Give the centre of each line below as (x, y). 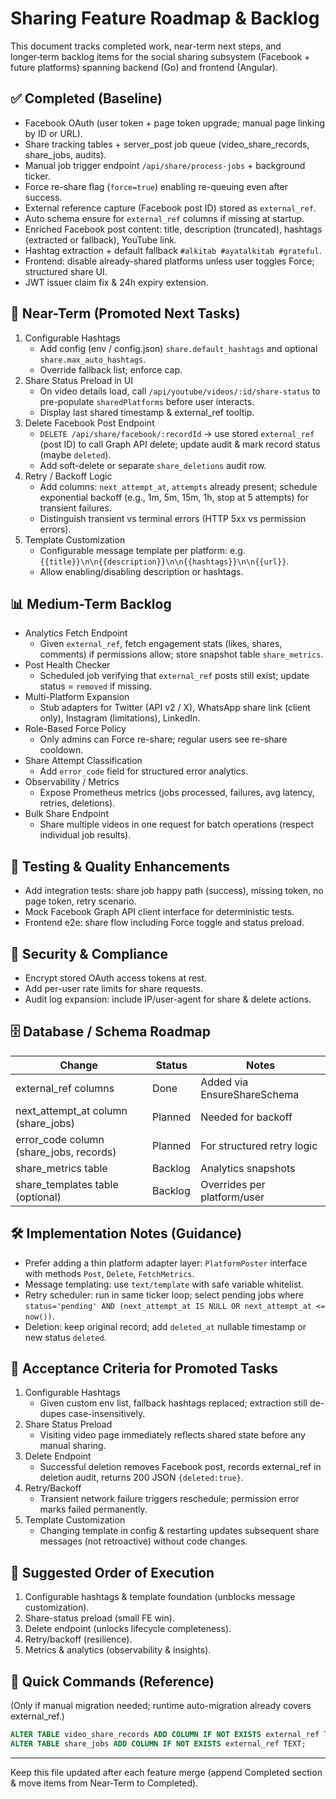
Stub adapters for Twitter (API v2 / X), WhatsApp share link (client (175, 708)
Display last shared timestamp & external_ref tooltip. (147, 412)
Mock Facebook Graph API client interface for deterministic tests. (159, 912)
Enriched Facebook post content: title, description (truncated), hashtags (173, 229)
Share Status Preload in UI (78, 380)
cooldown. (61, 750)
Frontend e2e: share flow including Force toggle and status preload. (164, 923)
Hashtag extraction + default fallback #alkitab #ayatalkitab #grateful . (173, 250)
